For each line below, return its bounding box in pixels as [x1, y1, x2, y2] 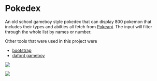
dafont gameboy [12, 52, 45, 58]
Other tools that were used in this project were [5, 38, 98, 44]
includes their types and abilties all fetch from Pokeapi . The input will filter [5, 23, 153, 29]
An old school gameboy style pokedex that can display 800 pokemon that [5, 19, 152, 24]
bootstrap [12, 47, 32, 53]
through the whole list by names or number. [5, 29, 92, 35]
